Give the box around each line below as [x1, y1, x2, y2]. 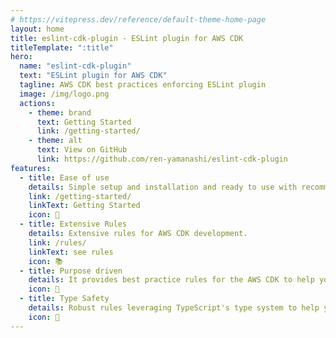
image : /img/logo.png [19, 89, 110, 99]
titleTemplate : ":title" [10, 42, 114, 53]
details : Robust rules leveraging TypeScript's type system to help [28, 303, 320, 313]
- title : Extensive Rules [19, 219, 128, 230]
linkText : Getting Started [28, 201, 141, 211]
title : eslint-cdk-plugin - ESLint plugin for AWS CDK [10, 33, 244, 43]
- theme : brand [28, 107, 92, 118]
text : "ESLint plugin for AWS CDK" [19, 71, 168, 81]
